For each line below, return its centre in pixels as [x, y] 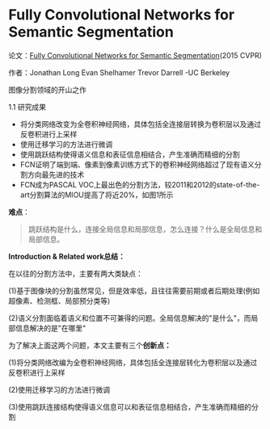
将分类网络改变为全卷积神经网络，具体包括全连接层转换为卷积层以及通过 [140, 124]
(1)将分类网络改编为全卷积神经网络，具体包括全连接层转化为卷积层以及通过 [133, 362]
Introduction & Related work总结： [67, 256]
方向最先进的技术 [56, 175]
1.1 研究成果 [27, 107]
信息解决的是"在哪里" [51, 328]
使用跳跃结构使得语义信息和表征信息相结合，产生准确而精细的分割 [130, 154]
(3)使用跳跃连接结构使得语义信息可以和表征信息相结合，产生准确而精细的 [130, 406]
